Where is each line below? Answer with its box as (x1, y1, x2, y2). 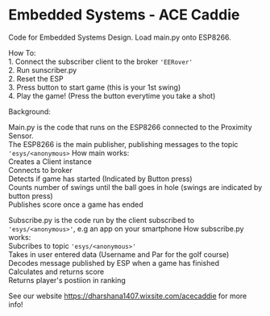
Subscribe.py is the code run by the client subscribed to (8, 215, 195, 225)
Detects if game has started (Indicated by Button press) (8, 174, 193, 183)
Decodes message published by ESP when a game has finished (8, 258, 220, 268)
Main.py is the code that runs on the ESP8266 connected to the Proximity (8, 122, 252, 132)
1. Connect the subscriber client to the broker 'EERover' (8, 57, 193, 66)
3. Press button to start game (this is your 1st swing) (8, 82, 181, 92)
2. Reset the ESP (8, 74, 64, 83)
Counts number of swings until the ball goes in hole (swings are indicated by (8, 182, 263, 192)
